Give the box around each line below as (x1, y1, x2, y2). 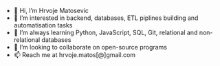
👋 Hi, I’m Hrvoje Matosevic (13, 7, 89, 14)
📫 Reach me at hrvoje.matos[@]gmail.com (13, 51, 136, 58)
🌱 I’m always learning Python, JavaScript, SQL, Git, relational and (13, 28, 198, 36)
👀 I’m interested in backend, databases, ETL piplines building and (13, 14, 199, 22)
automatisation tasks (13, 21, 73, 29)
